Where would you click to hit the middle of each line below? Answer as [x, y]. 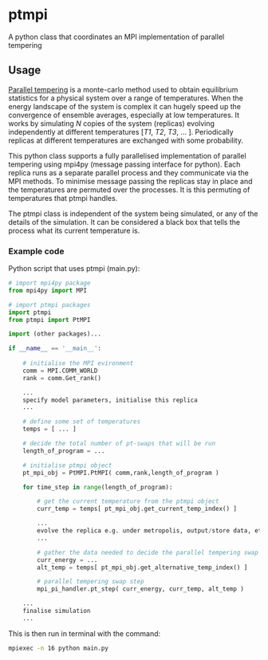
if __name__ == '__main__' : [55, 348]
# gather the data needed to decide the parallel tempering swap [148, 552]
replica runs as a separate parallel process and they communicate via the [128, 172]
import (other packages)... [55, 334]
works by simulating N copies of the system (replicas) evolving [112, 123]
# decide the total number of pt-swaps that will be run [119, 444]
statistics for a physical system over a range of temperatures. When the [126, 98]
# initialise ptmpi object [67, 465]
